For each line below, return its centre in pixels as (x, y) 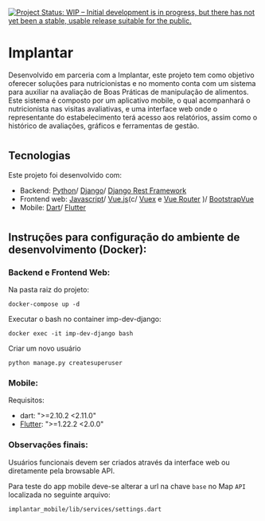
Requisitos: (27, 400)
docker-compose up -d (44, 304)
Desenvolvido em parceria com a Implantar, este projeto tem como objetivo (131, 75)
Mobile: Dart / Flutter (53, 207)
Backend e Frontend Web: (59, 272)
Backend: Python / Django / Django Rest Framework (103, 190)
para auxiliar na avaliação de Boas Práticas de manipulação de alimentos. (129, 92)
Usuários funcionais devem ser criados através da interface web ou (119, 462)
